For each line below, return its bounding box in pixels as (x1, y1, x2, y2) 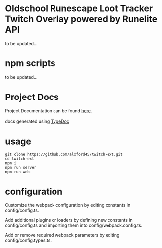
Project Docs (5, 92, 59, 103)
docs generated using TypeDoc (5, 118, 69, 124)
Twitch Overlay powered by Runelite (5, 13, 158, 25)
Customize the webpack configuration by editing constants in (5, 202, 131, 208)
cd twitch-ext (5, 156, 35, 161)
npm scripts (5, 58, 55, 69)
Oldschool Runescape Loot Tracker (5, 3, 153, 14)
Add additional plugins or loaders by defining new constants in (5, 217, 133, 223)
